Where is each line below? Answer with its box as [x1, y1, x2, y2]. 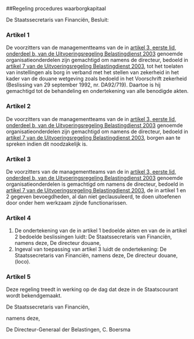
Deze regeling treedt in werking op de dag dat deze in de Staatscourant [6, 286, 178, 293]
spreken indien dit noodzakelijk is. [6, 140, 88, 147]
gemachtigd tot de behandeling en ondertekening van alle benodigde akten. [6, 88, 189, 95]
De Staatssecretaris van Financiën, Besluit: [6, 16, 109, 23]
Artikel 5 [6, 273, 31, 281]
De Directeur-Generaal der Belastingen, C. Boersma [6, 326, 131, 333]
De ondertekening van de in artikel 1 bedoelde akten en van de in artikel [14, 227, 187, 234]
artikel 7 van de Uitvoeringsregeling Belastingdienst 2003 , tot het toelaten [6, 63, 184, 70]
